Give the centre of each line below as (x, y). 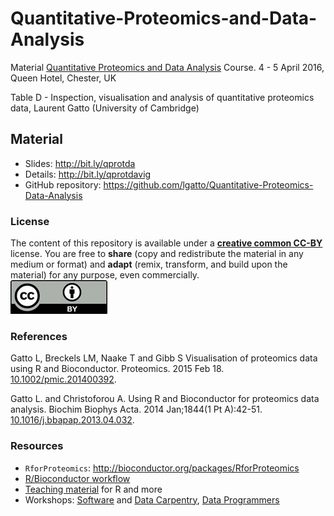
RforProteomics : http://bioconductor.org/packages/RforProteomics (162, 468)
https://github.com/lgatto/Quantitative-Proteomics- (208, 184)
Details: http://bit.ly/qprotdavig (88, 174)
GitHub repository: (63, 184)
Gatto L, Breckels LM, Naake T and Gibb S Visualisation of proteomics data (164, 358)
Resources (37, 446)
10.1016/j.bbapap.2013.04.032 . (72, 420)
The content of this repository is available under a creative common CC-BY (166, 243)
